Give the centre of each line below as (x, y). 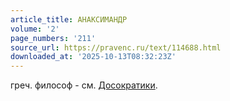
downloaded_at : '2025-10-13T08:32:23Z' (93, 57)
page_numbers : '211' (53, 38)
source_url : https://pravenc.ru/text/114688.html (116, 47)
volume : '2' (35, 29)
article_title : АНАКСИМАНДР (69, 19)
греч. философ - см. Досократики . (84, 85)
